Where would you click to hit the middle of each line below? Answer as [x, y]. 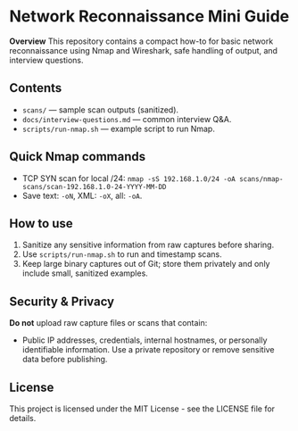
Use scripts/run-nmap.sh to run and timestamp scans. [122, 254]
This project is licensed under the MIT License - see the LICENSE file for [142, 409]
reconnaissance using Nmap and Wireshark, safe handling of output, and [144, 50]
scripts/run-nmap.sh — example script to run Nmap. [119, 128]
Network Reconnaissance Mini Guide [149, 17]
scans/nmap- [261, 179]
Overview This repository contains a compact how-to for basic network [141, 41]
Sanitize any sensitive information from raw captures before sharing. [148, 245]
